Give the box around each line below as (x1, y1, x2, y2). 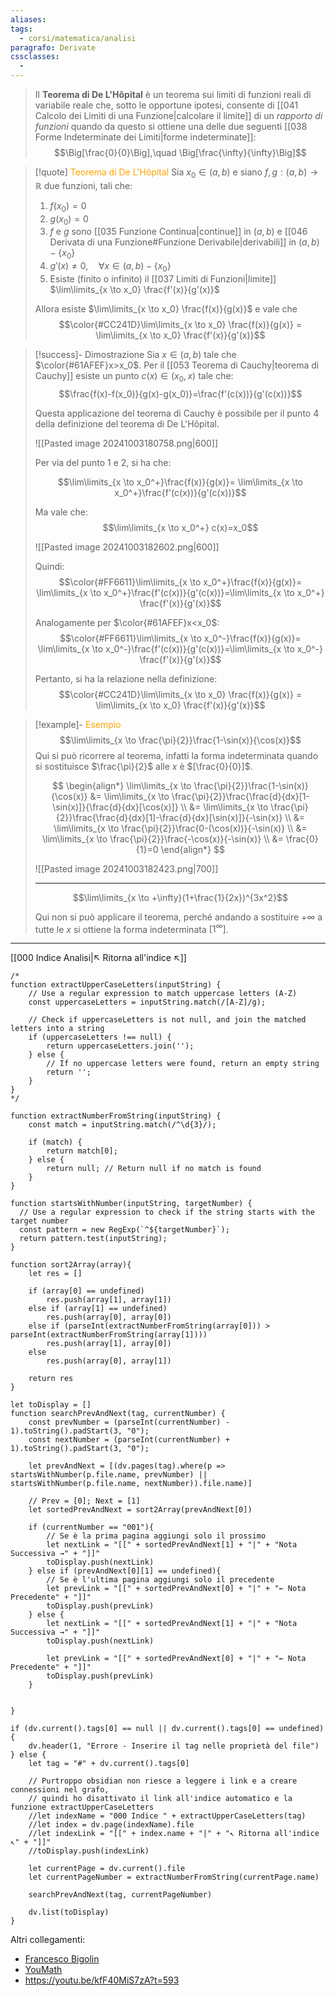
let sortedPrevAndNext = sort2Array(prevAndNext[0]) (28, 1505, 253, 1515)
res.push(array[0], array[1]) (46, 1356, 172, 1366)
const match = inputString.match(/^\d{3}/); (28, 1120, 217, 1130)
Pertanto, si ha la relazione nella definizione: (34, 672, 218, 685)
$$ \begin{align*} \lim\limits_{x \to (51, 779, 192, 791)
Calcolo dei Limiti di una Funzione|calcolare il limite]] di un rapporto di (34, 110, 323, 121)
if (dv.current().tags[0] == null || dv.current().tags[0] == (10, 1724, 275, 1734)
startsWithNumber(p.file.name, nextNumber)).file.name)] (10, 1479, 253, 1489)
